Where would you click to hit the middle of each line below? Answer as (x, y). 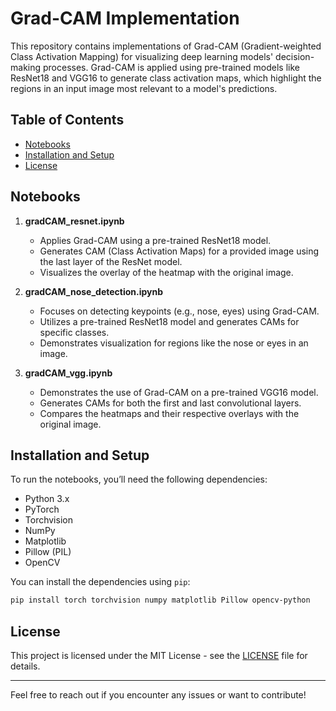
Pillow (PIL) (48, 552)
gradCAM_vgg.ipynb (68, 373)
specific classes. (74, 332)
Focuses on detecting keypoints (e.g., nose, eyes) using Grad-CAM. (179, 311)
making (26, 67)
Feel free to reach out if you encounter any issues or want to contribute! (158, 695)
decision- (295, 56)
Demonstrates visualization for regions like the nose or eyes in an (174, 343)
